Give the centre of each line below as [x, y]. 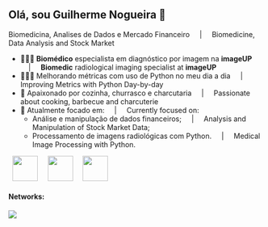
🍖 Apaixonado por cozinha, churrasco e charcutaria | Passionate [135, 93]
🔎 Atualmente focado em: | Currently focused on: [109, 110]
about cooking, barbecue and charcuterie [89, 101]
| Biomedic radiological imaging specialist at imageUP [122, 67]
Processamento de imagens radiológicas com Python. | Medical [146, 136]
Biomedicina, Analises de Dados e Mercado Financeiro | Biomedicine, [132, 34]
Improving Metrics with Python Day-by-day [92, 84]
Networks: [27, 197]
